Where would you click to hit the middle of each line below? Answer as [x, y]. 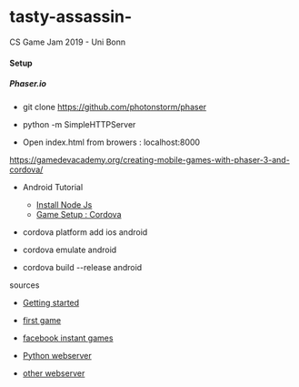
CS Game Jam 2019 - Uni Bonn [68, 42]
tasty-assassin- [71, 17]
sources [25, 285]
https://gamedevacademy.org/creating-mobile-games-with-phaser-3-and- [150, 159]
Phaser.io [28, 84]
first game [42, 320]
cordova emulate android [70, 250]
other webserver [54, 373]
